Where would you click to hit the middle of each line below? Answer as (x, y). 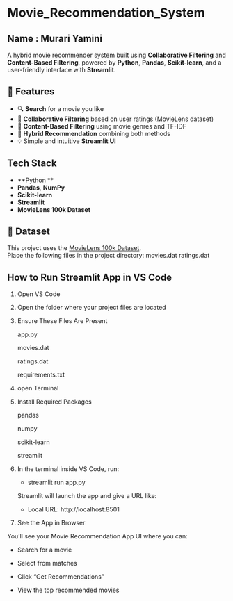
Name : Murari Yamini (55, 39)
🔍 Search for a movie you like (61, 108)
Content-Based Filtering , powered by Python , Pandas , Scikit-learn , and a (114, 63)
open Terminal (38, 388)
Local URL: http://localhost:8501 (74, 509)
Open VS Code (39, 294)
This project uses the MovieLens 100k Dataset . (74, 248)
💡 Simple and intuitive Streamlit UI (66, 141)
